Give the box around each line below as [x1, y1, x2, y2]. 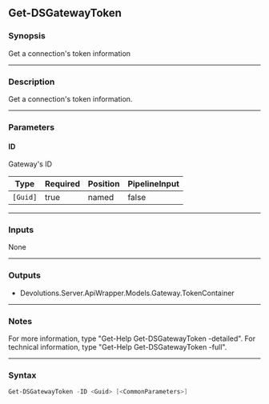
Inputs [8, 224, 34, 235]
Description [8, 76, 55, 87]
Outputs [8, 270, 42, 281]
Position [87, 178, 120, 190]
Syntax [8, 370, 37, 381]
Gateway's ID [8, 159, 53, 169]
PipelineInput [127, 178, 180, 190]
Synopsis [8, 30, 46, 42]
